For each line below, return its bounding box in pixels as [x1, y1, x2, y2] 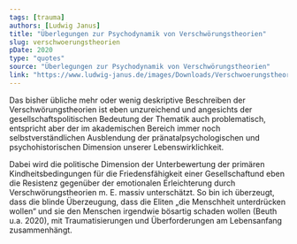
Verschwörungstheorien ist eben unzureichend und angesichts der [9, 103, 253, 115]
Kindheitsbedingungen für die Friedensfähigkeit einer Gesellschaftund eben [9, 168, 286, 179]
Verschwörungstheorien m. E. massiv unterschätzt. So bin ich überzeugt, [9, 187, 276, 197]
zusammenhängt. [9, 225, 72, 235]
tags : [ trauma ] [9, 12, 65, 22]
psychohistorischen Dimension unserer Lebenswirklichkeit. [9, 141, 225, 152]
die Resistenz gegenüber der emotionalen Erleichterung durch [9, 178, 236, 188]
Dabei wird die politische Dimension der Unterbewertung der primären [9, 158, 265, 169]
